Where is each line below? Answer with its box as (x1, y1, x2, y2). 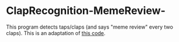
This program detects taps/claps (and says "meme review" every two (6, 23, 174, 30)
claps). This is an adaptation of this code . (6, 29, 106, 36)
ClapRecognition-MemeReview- (6, 4, 166, 17)
